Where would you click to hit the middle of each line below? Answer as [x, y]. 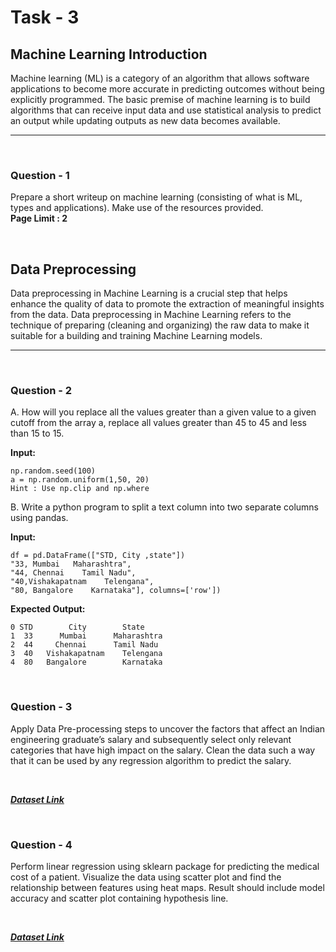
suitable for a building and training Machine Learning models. [136, 336]
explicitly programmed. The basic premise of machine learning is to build [160, 99]
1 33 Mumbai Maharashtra [86, 636]
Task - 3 [45, 17]
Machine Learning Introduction [109, 54]
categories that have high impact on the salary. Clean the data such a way [163, 750]
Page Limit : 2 [39, 218]
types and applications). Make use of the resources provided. [137, 208]
